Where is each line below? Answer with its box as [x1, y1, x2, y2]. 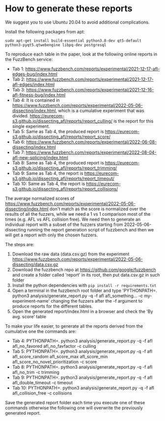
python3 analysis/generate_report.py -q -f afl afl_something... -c [12, 293, 143, 299]
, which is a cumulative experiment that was [55, 108, 144, 113]
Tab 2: [12, 76, 26, 82]
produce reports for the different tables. [12, 303, 93, 309]
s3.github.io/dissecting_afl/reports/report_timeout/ [12, 175, 114, 181]
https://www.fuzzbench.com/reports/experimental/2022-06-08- [26, 139, 157, 145]
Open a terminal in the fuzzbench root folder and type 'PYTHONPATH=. [12, 287, 157, 293]
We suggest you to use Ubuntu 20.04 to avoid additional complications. [5, 19, 150, 25]
